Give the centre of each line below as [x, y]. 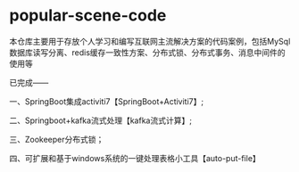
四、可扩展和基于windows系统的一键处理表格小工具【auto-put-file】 [135, 158]
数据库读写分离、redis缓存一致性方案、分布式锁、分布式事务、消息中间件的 [147, 52]
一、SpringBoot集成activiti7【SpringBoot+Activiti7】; [106, 101]
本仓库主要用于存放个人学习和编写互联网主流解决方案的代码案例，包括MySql [150, 41]
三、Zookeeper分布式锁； [57, 139]
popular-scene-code [88, 16]
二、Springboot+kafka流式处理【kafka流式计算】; [100, 120]
